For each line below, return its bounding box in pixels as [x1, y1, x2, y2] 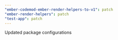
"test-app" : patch [4, 16, 42, 21]
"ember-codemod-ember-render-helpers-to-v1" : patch [4, 7, 113, 12]
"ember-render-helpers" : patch [4, 12, 69, 17]
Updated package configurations [4, 30, 72, 36]
